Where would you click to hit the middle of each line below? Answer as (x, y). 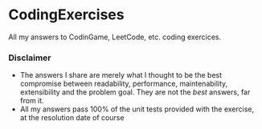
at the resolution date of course (72, 118)
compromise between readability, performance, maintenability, (124, 84)
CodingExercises (66, 15)
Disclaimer (30, 58)
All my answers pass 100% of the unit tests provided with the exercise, (137, 109)
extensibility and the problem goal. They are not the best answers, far (135, 92)
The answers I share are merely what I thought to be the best (121, 75)
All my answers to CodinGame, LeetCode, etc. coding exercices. (115, 37)
